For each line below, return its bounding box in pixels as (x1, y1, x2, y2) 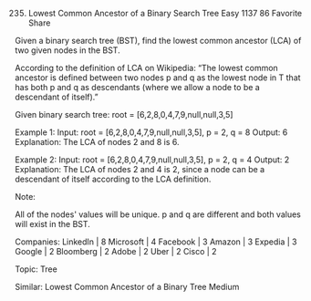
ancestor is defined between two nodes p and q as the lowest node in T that (15, 72, 301, 83)
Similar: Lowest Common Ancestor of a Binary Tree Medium (15, 282, 240, 292)
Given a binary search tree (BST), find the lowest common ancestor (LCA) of (15, 36, 302, 46)
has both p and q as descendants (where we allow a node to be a (15, 82, 261, 92)
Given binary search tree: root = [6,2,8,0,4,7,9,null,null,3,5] (15, 109, 233, 119)
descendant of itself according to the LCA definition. (15, 173, 212, 184)
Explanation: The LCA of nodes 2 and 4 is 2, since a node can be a (15, 164, 265, 174)
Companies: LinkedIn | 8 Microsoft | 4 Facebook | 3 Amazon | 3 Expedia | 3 (15, 236, 297, 247)
